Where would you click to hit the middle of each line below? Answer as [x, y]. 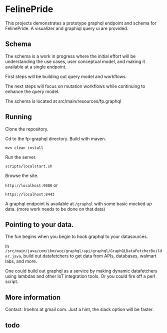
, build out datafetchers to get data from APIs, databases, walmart [88, 256]
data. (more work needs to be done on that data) [55, 209]
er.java [13, 256]
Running [19, 117]
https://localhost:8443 [30, 194]
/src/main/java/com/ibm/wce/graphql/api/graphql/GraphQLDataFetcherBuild [84, 251]
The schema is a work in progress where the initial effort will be [70, 56]
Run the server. [21, 157]
